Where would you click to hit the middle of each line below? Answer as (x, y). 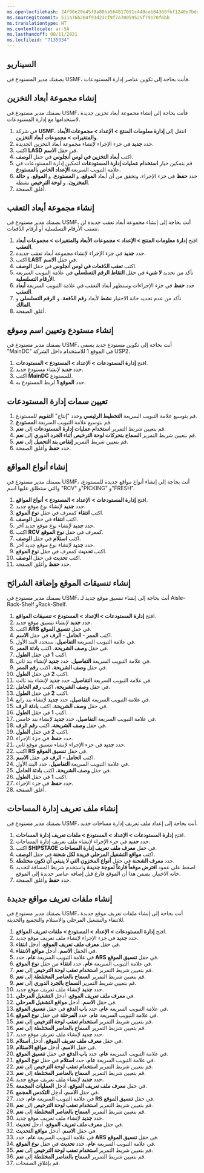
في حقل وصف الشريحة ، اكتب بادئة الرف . (62, 706)
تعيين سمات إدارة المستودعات (57, 401)
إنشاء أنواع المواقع (37, 467)
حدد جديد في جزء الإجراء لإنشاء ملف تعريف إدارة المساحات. (83, 841)
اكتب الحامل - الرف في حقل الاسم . (55, 757)
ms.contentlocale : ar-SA (38, 29)
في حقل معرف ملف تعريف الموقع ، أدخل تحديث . (69, 1125)
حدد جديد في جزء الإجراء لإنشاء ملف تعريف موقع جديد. (77, 938)
